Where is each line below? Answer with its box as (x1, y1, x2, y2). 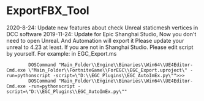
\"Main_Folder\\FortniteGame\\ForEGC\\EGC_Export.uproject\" (28, 67, 188, 73)
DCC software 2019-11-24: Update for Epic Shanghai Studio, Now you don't (6, 30, 197, 37)
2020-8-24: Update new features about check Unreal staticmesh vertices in (6, 24, 198, 31)
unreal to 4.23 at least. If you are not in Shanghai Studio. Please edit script (6, 43, 194, 51)
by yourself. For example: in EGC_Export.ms (6, 50, 117, 57)
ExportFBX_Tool (6, 4, 90, 18)
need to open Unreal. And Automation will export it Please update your (6, 37, 184, 44)
